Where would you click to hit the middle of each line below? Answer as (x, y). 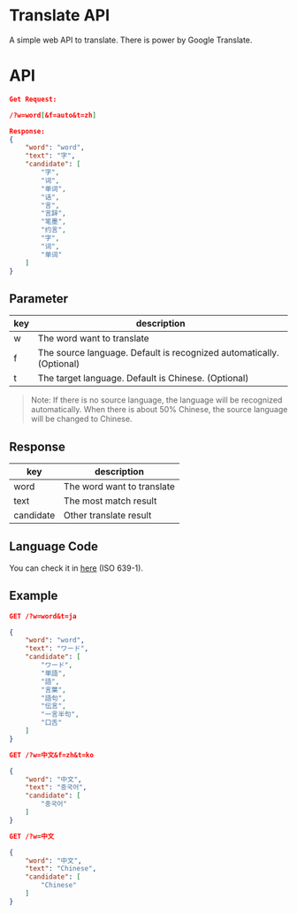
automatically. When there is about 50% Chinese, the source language (159, 410)
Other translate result (107, 515)
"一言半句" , (60, 714)
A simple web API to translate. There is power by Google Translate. (131, 40)
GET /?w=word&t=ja (43, 616)
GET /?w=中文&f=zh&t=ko (52, 755)
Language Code (54, 546)
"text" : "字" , (50, 156)
